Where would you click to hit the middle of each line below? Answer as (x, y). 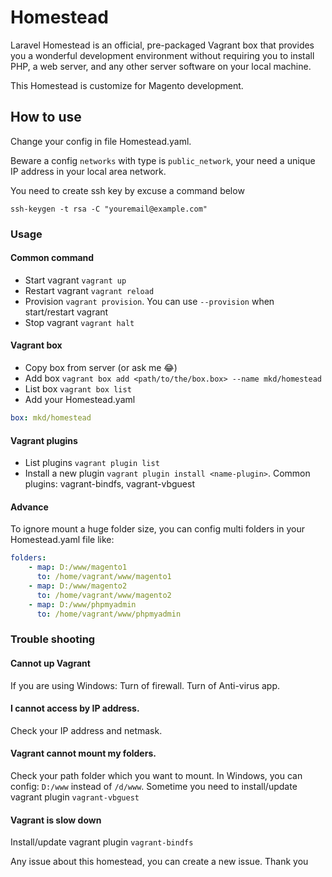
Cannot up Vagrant (50, 663)
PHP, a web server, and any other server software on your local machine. (161, 66)
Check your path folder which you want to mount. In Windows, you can (156, 776)
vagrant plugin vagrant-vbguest (75, 797)
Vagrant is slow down (56, 820)
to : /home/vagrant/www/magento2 (104, 595)
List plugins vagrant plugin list (92, 463)
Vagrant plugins (44, 440)
